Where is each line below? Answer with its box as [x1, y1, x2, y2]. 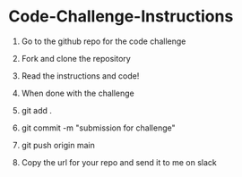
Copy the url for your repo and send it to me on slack [21, 156, 217, 167]
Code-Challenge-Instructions [8, 6, 234, 27]
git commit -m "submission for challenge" [21, 122, 176, 133]
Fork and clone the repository [21, 53, 131, 63]
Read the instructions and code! [21, 70, 140, 81]
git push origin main [21, 139, 95, 150]
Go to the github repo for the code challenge [21, 36, 186, 46]
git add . [21, 105, 53, 115]
